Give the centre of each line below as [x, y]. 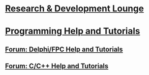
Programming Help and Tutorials [73, 31]
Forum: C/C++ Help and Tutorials [57, 66]
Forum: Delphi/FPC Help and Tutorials [64, 49]
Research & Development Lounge [74, 9]
